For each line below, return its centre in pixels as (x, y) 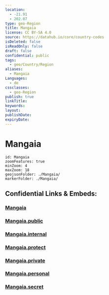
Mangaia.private (25, 261)
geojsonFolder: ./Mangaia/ (33, 174)
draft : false (18, 51)
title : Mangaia (21, 28)
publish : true (20, 97)
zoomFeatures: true (25, 161)
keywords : (15, 106)
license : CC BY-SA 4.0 (28, 33)
